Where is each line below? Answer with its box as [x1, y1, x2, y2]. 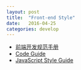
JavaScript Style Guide [15, 57, 74, 64]
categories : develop [6, 26, 60, 32]
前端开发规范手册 [15, 43, 59, 51]
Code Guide [15, 50, 46, 58]
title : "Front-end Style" [6, 15, 75, 21]
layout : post [6, 9, 40, 15]
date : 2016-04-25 [6, 20, 56, 26]
